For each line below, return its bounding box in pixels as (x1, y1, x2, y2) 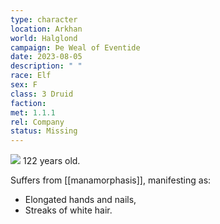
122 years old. (22, 155, 81, 167)
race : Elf (10, 71, 52, 81)
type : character (10, 14, 78, 25)
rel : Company (10, 117, 65, 127)
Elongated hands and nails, (24, 194, 137, 206)
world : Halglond (10, 33, 78, 43)
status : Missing (10, 126, 78, 136)
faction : (10, 98, 47, 108)
